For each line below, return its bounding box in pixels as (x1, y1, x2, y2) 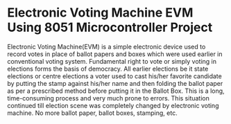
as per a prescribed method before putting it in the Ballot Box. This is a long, (7, 87, 225, 95)
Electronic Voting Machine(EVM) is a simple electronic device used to (7, 42, 206, 51)
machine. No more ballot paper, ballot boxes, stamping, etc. (7, 109, 178, 117)
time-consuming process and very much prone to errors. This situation (7, 94, 209, 102)
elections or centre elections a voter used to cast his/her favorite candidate (7, 71, 222, 80)
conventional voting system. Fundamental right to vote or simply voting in (7, 57, 217, 65)
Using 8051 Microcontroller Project (7, 19, 213, 35)
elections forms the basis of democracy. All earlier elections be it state (7, 64, 209, 73)
